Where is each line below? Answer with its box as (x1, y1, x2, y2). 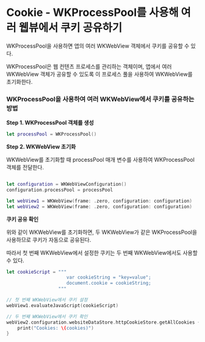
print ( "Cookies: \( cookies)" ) (17, 325, 95, 331)
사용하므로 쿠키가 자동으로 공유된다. (6, 236, 92, 243)
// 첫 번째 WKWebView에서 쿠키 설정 (6, 297, 88, 303)
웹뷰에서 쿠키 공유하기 (18, 21, 123, 35)
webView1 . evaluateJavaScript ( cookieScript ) (6, 302, 119, 308)
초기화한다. (6, 78, 33, 85)
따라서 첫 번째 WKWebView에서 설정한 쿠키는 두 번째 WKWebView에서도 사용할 (6, 249, 198, 256)
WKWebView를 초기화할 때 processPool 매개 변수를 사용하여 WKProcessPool (6, 156, 195, 164)
